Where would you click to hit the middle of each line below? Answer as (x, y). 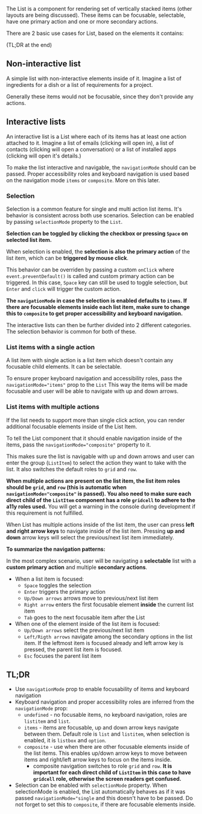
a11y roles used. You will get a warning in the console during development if (101, 506)
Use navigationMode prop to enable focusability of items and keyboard (102, 689)
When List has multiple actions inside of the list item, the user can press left (100, 524)
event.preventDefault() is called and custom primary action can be (90, 276)
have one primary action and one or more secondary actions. (82, 21)
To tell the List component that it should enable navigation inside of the (94, 438)
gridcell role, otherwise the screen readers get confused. (107, 779)
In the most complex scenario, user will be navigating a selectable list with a (101, 561)
